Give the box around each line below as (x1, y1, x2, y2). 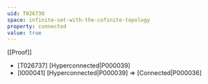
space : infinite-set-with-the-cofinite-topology (7, 17, 150, 23)
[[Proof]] (7, 48, 33, 56)
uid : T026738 (7, 10, 45, 17)
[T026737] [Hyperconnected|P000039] (17, 61, 130, 70)
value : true (7, 29, 42, 36)
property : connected (7, 23, 67, 30)
